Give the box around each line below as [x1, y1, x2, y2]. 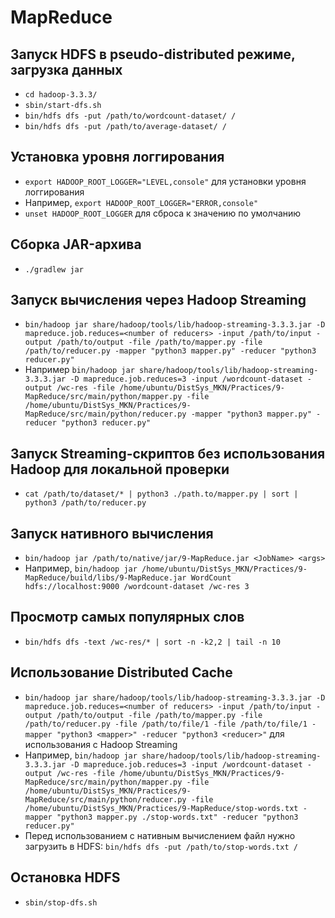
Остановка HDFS [10, 869, 121, 886]
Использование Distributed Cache [10, 664, 233, 681]
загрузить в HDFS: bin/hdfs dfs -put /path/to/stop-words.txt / [24, 840, 298, 852]
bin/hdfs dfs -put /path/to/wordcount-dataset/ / [24, 111, 237, 121]
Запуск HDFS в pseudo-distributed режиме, [10, 46, 296, 63]
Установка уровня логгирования [10, 149, 225, 166]
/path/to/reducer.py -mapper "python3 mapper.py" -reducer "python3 [24, 346, 317, 356]
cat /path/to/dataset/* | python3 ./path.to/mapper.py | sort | [24, 489, 299, 500]
